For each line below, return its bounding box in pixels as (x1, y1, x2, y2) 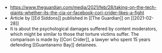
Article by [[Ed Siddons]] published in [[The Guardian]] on (10, 15, 130, 21)
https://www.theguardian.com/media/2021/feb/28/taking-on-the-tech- (10, 5, 157, 10)
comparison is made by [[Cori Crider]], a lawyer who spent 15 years (10, 36, 151, 42)
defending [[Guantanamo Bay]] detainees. (10, 42, 98, 47)
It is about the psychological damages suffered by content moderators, (10, 26, 157, 32)
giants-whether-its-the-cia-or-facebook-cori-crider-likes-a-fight (10, 10, 144, 16)
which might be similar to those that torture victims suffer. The (10, 31, 139, 37)
